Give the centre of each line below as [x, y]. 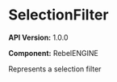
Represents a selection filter [55, 69]
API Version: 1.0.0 [38, 37]
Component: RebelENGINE [53, 53]
